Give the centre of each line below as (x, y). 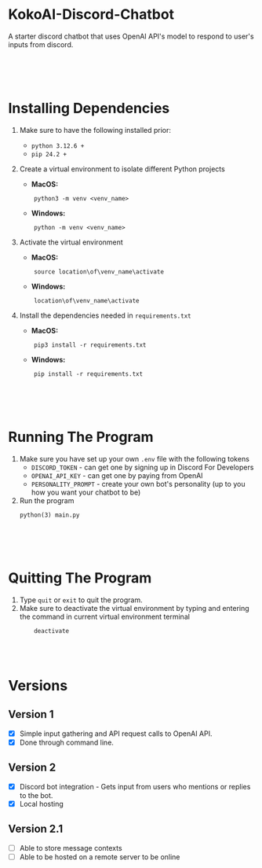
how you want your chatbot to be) (86, 492)
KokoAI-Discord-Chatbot (91, 15)
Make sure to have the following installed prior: (95, 130)
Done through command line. (66, 742)
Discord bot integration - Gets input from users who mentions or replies (135, 786)
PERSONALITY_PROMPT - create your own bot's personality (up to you (138, 484)
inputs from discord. (41, 44)
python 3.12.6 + (58, 146)
